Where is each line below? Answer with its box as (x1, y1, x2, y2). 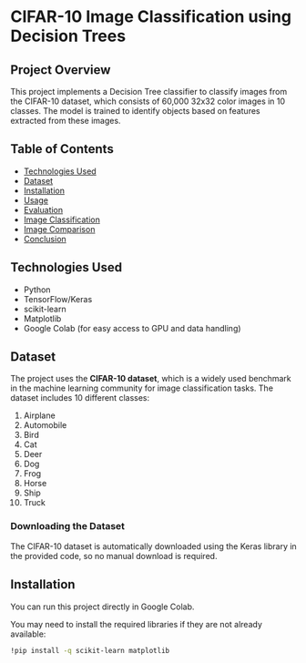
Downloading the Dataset (10, 520, 126, 533)
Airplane (23, 410, 56, 421)
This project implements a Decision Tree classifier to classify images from (10, 87, 288, 97)
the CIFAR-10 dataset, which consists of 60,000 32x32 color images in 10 (10, 96, 286, 107)
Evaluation (23, 204, 64, 215)
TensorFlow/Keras (23, 293, 93, 304)
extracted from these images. (10, 116, 121, 126)
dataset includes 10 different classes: (10, 393, 150, 403)
